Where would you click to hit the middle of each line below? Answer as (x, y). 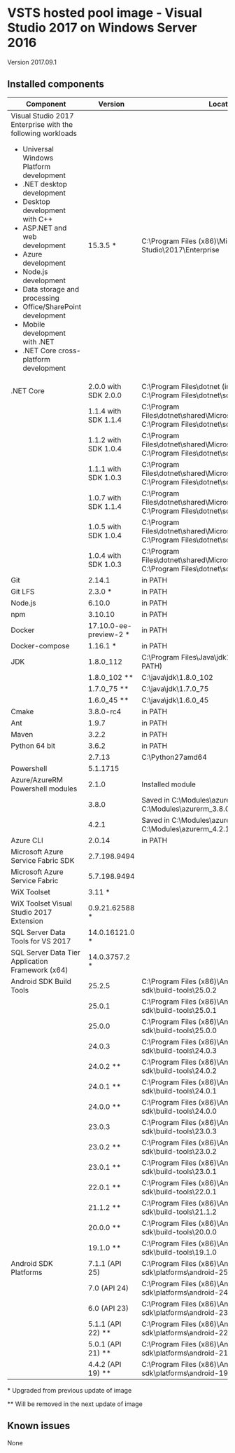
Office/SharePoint (52, 306)
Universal (38, 149)
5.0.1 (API (105, 1344)
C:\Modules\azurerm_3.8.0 (186, 809)
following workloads (44, 133)
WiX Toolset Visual (41, 903)
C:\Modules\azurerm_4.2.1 (186, 828)
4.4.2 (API (105, 1364)
